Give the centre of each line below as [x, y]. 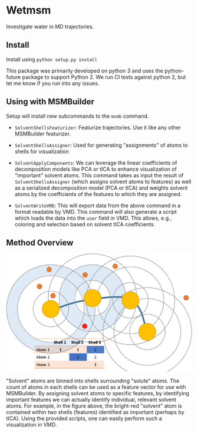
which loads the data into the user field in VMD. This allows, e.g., [93, 218]
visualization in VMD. [32, 425]
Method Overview [40, 242]
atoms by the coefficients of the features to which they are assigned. [98, 194]
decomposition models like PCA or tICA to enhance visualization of [95, 169]
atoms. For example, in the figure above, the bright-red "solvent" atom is [94, 406]
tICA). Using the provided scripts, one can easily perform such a [84, 418]
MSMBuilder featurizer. [42, 134]
